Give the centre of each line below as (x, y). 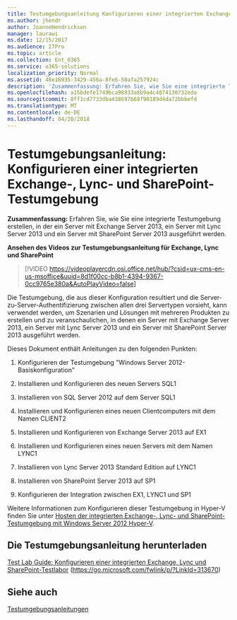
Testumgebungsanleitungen (48, 609)
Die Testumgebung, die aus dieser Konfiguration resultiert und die (103, 297)
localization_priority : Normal (53, 73)
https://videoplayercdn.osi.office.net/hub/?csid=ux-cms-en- (137, 269)
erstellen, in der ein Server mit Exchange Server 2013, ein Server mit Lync (114, 226)
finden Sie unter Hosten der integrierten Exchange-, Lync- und (98, 515)
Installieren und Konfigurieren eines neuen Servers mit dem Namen (115, 445)
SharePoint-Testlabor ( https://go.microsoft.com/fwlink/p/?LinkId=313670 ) (114, 570)
